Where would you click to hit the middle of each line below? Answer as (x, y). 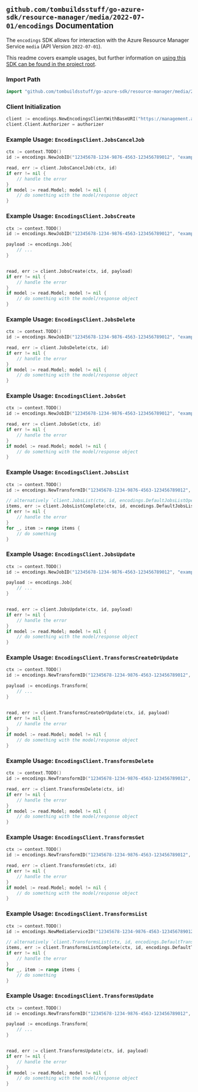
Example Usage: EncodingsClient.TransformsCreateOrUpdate (92, 657)
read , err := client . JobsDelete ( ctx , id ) (58, 348)
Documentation (84, 26)
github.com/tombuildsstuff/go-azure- (75, 10)
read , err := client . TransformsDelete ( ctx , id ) (66, 789)
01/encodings (30, 26)
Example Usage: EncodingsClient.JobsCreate (71, 216)
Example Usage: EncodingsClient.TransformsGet (75, 837)
